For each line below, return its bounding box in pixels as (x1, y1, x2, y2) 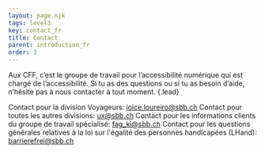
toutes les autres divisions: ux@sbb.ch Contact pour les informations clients (8, 111, 256, 120)
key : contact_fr (8, 26, 62, 34)
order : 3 (8, 48, 37, 56)
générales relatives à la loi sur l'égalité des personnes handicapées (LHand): (8, 128, 257, 137)
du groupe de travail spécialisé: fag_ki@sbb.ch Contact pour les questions (8, 120, 251, 128)
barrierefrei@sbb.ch (8, 136, 74, 145)
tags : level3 (8, 19, 51, 27)
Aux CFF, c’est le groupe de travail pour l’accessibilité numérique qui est (8, 71, 244, 79)
